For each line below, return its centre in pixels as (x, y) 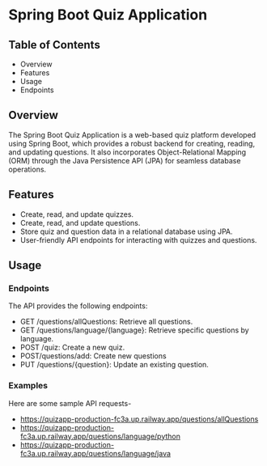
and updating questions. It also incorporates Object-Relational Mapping (127, 152)
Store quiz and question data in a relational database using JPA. (126, 231)
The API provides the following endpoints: (78, 306)
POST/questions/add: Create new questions (93, 356)
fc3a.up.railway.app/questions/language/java (95, 453)
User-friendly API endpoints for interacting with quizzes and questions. (138, 239)
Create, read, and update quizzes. (77, 214)
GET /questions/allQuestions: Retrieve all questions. (106, 322)
